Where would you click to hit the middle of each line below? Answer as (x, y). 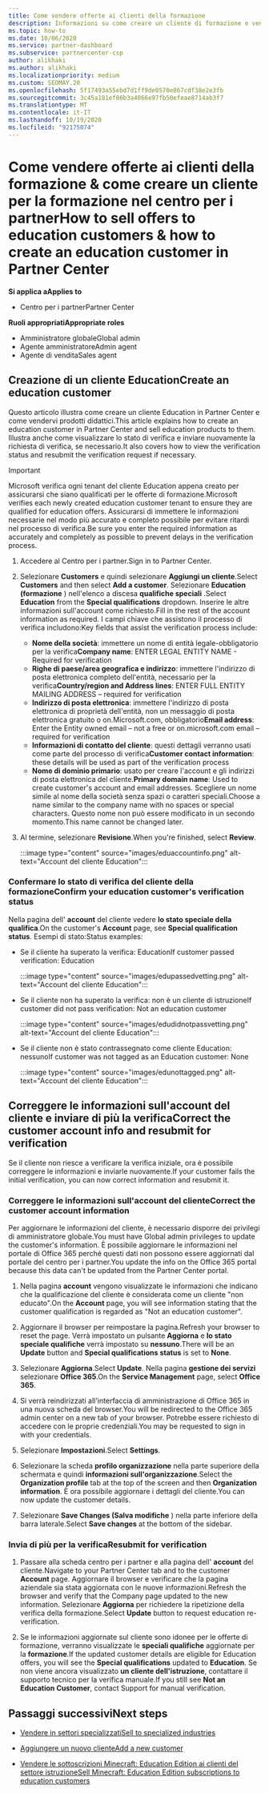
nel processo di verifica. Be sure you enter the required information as (123, 528)
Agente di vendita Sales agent (68, 355)
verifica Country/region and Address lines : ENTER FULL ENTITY (139, 685)
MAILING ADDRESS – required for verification (106, 694)
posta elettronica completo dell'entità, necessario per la (124, 677)
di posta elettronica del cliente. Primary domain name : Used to (135, 779)
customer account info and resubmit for (110, 1131)
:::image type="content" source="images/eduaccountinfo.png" (124, 852)
